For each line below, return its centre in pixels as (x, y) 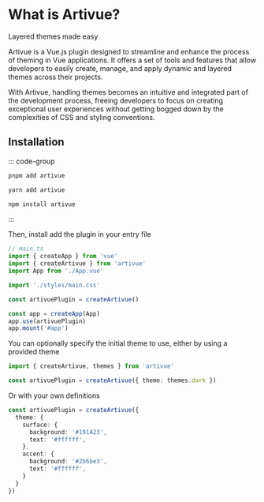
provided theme (34, 352)
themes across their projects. (56, 77)
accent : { (39, 454)
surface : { (40, 425)
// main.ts (26, 249)
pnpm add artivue (37, 175)
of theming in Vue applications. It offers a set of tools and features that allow (132, 60)
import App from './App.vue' (56, 271)
